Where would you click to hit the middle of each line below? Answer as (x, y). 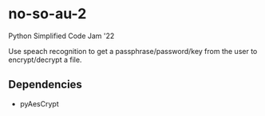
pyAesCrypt (39, 103)
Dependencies (45, 85)
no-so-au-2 (47, 14)
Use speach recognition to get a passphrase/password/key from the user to (133, 51)
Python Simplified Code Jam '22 (61, 36)
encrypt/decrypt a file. (45, 60)
